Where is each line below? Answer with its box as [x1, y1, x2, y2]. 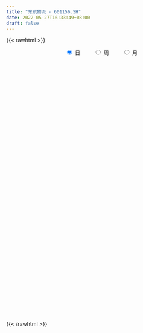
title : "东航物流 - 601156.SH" [6, 8, 81, 15]
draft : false [6, 20, 39, 26]
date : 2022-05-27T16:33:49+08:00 [6, 15, 91, 21]
